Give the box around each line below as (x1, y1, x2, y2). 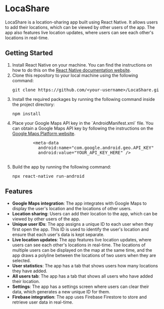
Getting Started (5, 49, 53, 57)
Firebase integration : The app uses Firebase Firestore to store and (12, 294, 147, 300)
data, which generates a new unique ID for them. (12, 288, 111, 294)
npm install (12, 111, 41, 117)
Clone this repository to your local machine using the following (12, 72, 138, 78)
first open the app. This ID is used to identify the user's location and (12, 226, 149, 232)
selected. (12, 258, 31, 263)
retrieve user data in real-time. (12, 299, 73, 305)
